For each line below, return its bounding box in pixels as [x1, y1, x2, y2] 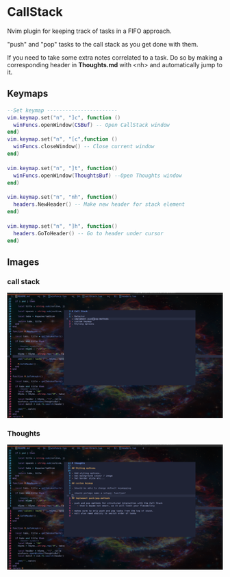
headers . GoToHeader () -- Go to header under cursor [13, 230, 164, 237]
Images [7, 256, 40, 268]
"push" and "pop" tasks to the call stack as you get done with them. [7, 40, 199, 48]
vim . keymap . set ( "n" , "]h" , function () [7, 222, 118, 230]
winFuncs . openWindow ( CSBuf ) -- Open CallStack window [13, 121, 170, 128]
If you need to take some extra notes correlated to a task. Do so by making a [7, 53, 222, 62]
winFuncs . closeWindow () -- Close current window [13, 143, 155, 150]
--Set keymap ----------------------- [7, 107, 118, 114]
